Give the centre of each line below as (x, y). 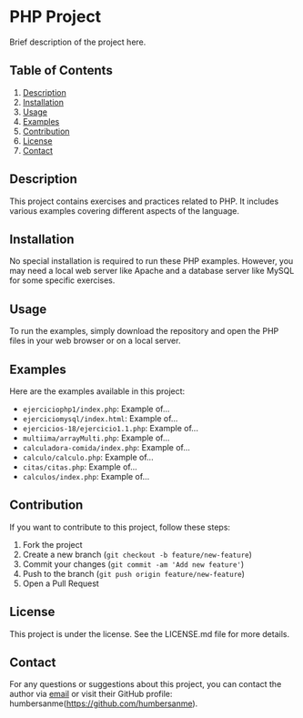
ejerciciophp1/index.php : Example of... (96, 409)
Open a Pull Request (61, 583)
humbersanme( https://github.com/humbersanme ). (104, 703)
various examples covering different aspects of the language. (124, 210)
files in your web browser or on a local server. (95, 341)
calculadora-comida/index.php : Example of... (106, 447)
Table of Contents (61, 71)
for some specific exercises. (62, 280)
